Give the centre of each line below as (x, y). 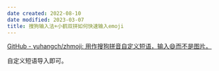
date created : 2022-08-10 (44, 13)
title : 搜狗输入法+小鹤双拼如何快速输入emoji (66, 26)
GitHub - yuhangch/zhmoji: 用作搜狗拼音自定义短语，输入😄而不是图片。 (109, 46)
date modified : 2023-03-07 (46, 20)
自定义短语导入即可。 (37, 61)
